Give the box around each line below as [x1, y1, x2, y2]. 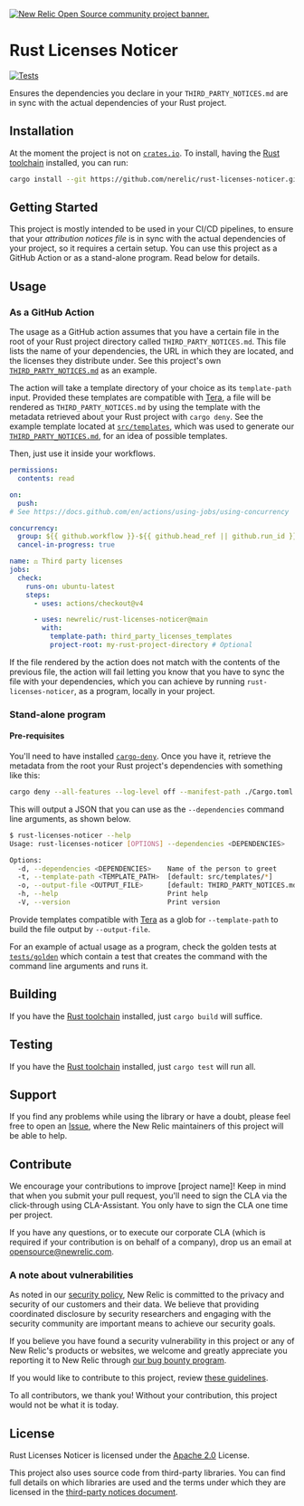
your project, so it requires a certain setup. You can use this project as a [9, 243, 278, 253]
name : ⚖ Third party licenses [9, 557, 124, 566]
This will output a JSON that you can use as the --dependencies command [9, 804, 285, 815]
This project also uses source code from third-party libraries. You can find [9, 1467, 286, 1479]
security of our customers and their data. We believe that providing [9, 1299, 260, 1310]
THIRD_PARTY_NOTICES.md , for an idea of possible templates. [9, 431, 228, 442]
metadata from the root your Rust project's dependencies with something [9, 760, 283, 771]
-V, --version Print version [17, 898, 221, 907]
